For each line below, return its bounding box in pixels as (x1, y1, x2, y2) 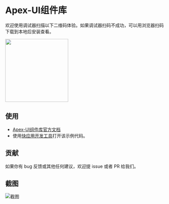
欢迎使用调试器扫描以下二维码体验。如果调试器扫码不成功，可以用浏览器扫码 (5, 22, 164, 28)
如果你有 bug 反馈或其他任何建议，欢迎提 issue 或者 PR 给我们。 (5, 163, 139, 169)
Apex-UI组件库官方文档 (12, 126, 61, 132)
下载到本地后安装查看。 (5, 28, 54, 34)
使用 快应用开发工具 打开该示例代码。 (12, 132, 88, 139)
